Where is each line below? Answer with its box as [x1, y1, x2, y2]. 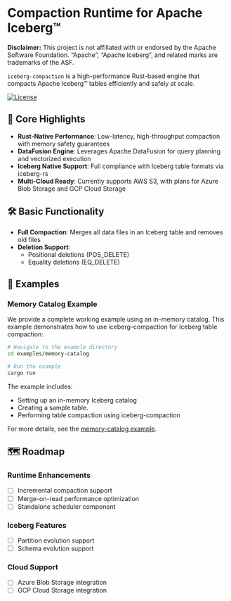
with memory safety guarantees [17, 139, 110, 148]
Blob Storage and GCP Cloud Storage [17, 184, 126, 193]
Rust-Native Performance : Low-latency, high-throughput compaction [17, 132, 220, 140]
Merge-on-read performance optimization [17, 494, 139, 502]
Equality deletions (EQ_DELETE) [27, 258, 121, 266]
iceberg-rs [17, 169, 48, 177]
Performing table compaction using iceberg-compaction [17, 410, 180, 419]
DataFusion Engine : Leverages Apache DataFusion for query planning [17, 146, 221, 156]
